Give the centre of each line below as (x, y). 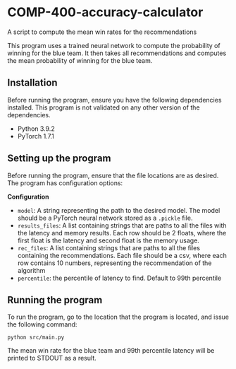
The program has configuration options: (65, 183)
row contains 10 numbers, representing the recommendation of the (114, 263)
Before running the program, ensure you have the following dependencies (114, 100)
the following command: (42, 324)
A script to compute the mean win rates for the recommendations (102, 32)
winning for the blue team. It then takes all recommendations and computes (117, 53)
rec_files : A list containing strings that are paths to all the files (109, 247)
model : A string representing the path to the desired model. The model (119, 210)
